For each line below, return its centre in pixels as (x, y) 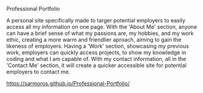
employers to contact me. (38, 72)
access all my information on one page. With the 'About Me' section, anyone (102, 27)
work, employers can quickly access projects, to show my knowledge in (96, 53)
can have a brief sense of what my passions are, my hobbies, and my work (100, 33)
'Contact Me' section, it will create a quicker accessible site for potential (97, 65)
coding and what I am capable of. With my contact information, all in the (96, 59)
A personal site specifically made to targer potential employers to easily (96, 20)
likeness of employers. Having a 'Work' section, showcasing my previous (98, 46)
